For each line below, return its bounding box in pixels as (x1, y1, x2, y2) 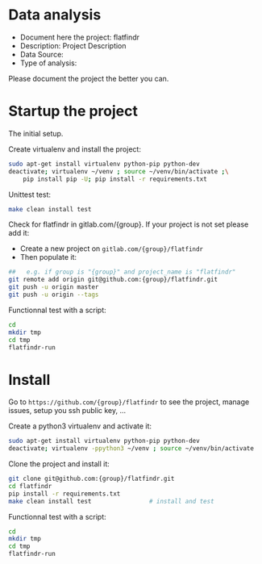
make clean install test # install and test (8, 497, 215, 505)
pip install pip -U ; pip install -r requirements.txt (23, 175, 207, 183)
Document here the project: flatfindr (19, 32, 139, 42)
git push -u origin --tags (8, 290, 99, 299)
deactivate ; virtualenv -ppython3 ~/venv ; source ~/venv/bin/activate (8, 445, 254, 453)
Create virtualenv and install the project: (8, 144, 141, 154)
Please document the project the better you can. (8, 73, 169, 83)
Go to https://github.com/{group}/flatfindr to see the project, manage (8, 397, 250, 407)
